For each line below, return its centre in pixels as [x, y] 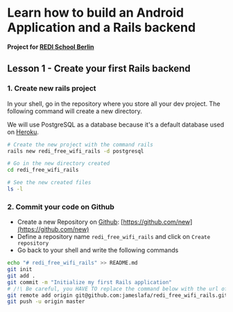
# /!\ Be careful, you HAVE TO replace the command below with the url [113, 289]
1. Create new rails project [52, 88]
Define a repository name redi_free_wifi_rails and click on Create [114, 237]
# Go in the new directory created [59, 164]
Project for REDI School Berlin [51, 47]
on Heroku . [23, 132]
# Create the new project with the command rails [80, 145]
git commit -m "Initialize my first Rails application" [89, 282]
